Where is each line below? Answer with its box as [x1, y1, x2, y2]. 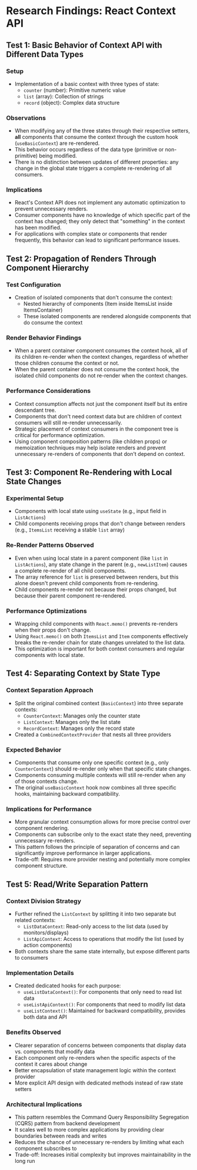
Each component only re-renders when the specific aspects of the [14, 1054, 176, 1061]
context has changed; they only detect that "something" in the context [14, 218, 185, 225]
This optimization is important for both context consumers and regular [14, 645, 185, 652]
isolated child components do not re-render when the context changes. [14, 372, 188, 379]
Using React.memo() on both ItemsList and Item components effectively [14, 633, 188, 640]
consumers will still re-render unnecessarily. [14, 419, 122, 426]
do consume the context [23, 319, 83, 326]
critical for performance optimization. [14, 431, 105, 438]
